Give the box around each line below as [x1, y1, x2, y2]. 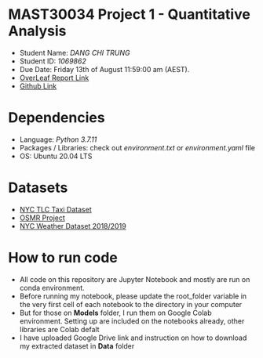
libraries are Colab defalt [19, 324, 100, 334]
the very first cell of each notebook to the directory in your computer [19, 299, 243, 309]
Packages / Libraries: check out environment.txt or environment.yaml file [19, 143, 256, 152]
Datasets [8, 179, 68, 197]
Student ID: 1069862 [19, 56, 86, 66]
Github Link [19, 81, 57, 91]
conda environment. [19, 283, 85, 292]
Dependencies [8, 109, 105, 127]
